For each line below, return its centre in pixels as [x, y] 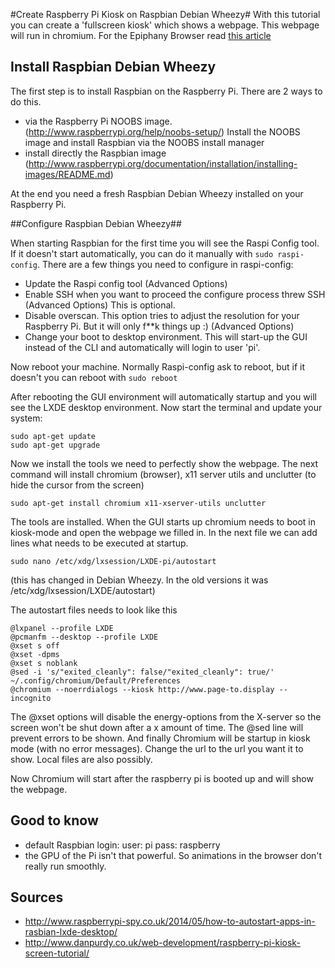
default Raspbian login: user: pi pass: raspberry [122, 845]
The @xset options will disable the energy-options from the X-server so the [166, 716]
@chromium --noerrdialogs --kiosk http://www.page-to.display [142, 689]
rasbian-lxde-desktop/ [71, 932]
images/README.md [67, 174]
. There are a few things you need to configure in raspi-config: [165, 264]
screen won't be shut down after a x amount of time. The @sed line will [157, 727]
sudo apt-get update [53, 436]
